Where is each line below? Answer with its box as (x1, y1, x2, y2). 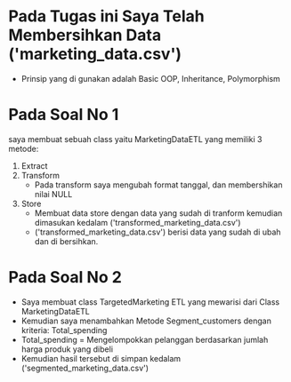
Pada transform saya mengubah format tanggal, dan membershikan (34, 179, 283, 190)
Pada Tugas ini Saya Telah (8, 6, 206, 27)
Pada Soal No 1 (8, 105, 119, 125)
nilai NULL (34, 188, 73, 199)
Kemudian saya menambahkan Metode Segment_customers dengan (20, 315, 272, 326)
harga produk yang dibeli (20, 344, 113, 354)
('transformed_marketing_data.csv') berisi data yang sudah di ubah (34, 227, 281, 237)
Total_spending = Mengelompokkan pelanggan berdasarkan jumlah (20, 334, 269, 345)
